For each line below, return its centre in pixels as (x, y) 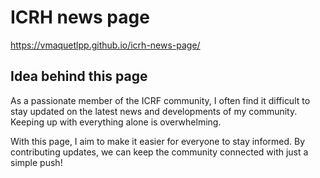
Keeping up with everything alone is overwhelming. (116, 122)
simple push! (36, 162)
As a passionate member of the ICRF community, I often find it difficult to (160, 100)
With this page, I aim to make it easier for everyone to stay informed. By (158, 141)
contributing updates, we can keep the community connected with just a (159, 152)
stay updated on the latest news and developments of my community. (154, 111)
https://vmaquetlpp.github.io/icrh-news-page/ (105, 45)
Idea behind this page (79, 76)
